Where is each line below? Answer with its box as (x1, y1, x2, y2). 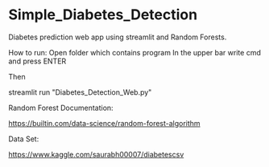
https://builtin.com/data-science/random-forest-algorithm (8, 118, 201, 128)
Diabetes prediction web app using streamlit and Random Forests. (8, 32, 227, 42)
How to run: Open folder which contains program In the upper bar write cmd (8, 47, 262, 57)
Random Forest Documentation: (8, 103, 114, 112)
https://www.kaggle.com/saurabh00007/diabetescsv (8, 149, 184, 159)
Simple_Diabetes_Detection (8, 6, 198, 24)
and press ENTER (8, 56, 67, 66)
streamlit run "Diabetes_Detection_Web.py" (8, 87, 152, 97)
